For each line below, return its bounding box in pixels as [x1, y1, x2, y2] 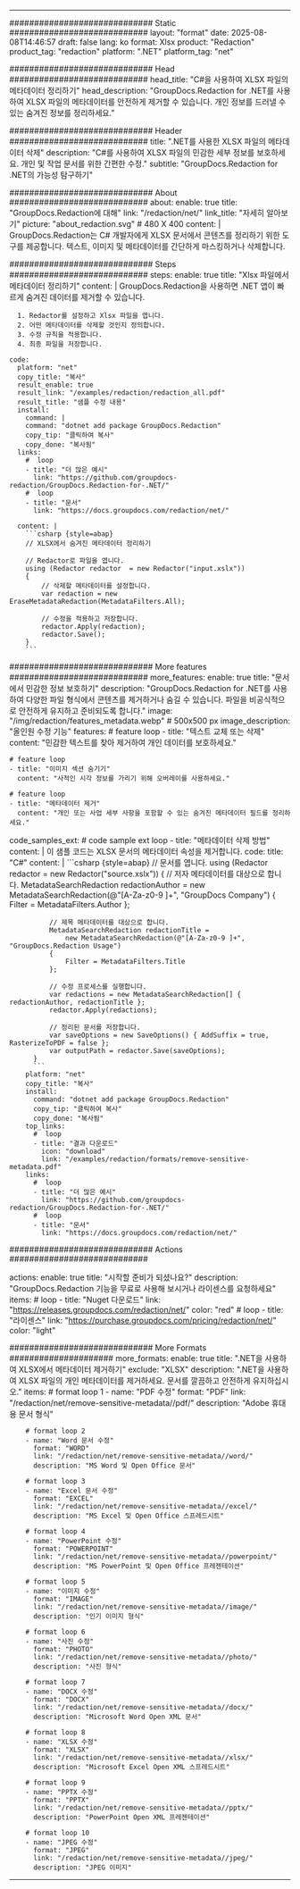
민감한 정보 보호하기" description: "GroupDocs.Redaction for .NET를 [25, 683, 271, 693]
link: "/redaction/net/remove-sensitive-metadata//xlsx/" [32, 1753, 254, 1762]
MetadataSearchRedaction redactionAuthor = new [21, 880, 206, 890]
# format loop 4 [25, 1527, 87, 1536]
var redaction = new [41, 589, 118, 598]
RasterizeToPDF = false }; [9, 1039, 110, 1048]
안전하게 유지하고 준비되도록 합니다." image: [18, 706, 173, 715]
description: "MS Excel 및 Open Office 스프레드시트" [32, 1511, 225, 1520]
